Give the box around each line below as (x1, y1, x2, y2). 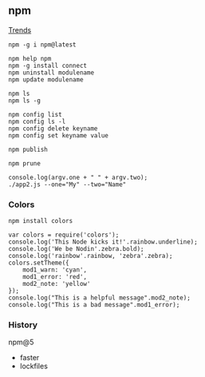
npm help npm (8, 54, 52, 62)
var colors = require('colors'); (8, 231, 120, 240)
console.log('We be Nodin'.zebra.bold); (8, 245, 145, 253)
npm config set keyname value (8, 131, 109, 140)
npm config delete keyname (8, 125, 98, 133)
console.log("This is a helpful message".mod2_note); (8, 294, 191, 302)
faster (19, 353, 40, 363)
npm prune (8, 159, 41, 168)
